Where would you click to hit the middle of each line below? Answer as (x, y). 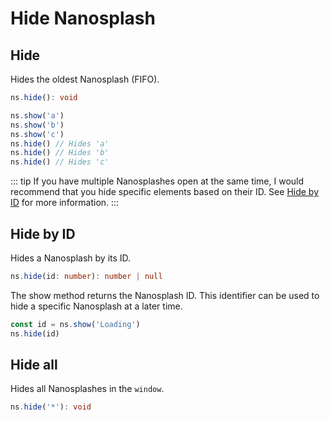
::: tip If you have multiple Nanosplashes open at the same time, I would (157, 181)
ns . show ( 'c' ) (37, 134)
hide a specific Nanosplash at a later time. (96, 306)
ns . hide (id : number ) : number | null (86, 276)
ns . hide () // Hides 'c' (60, 162)
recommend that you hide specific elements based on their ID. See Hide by (165, 192)
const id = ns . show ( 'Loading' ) (75, 324)
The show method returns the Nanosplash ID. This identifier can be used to (165, 295)
